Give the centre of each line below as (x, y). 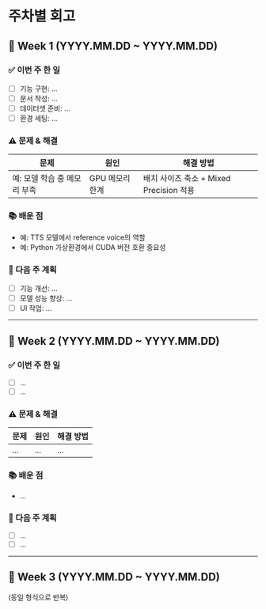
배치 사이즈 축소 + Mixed (187, 179)
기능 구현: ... (38, 89)
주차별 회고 (42, 16)
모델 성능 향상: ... (46, 298)
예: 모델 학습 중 (38, 179)
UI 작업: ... (36, 308)
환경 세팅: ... (38, 119)
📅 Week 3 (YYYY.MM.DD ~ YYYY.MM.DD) (114, 577)
